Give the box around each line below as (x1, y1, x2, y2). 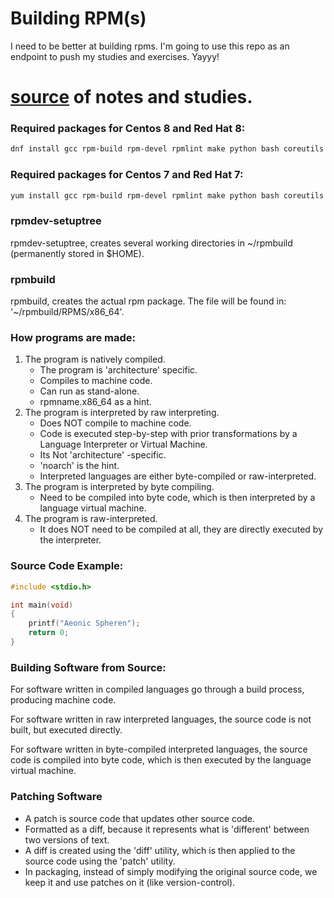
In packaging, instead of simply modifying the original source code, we (24, 865, 318, 877)
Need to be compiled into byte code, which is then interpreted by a (39, 492, 316, 504)
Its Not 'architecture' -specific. (39, 449, 167, 461)
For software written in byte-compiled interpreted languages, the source (10, 743, 308, 756)
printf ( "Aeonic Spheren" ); (28, 618, 141, 629)
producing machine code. (10, 694, 117, 706)
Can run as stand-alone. (39, 385, 140, 397)
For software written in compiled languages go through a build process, (10, 683, 305, 696)
